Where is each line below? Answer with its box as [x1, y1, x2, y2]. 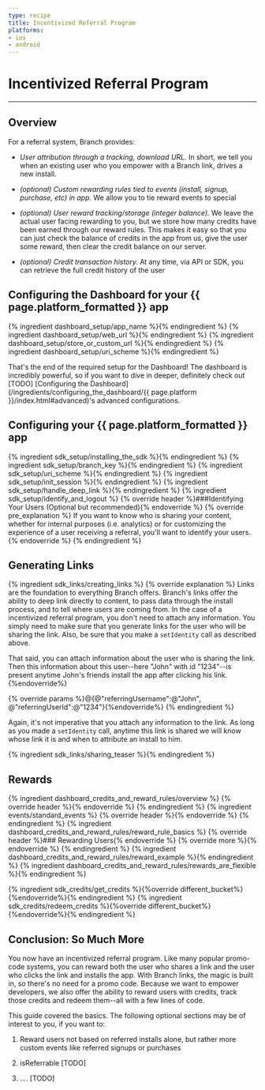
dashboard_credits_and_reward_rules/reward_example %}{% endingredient [8, 852, 254, 862]
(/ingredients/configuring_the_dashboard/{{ [8, 387, 150, 397]
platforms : [8, 26, 44, 34]
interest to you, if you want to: [8, 1019, 106, 1028]
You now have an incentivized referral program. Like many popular [8, 953, 225, 963]
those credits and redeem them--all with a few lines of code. [8, 995, 205, 1005]
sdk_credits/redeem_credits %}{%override [8, 901, 147, 911]
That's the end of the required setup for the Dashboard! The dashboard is [8, 362, 248, 371]
